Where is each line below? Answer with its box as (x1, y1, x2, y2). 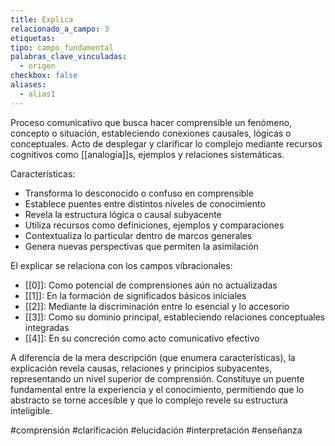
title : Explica (10, 14, 74, 25)
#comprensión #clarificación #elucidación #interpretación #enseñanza (10, 424, 303, 436)
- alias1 (19, 89, 56, 99)
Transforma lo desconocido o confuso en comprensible (24, 187, 254, 199)
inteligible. (10, 404, 53, 416)
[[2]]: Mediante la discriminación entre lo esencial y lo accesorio (24, 300, 290, 312)
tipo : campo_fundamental (10, 42, 114, 53)
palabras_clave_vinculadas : (10, 52, 128, 62)
